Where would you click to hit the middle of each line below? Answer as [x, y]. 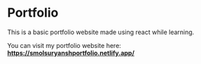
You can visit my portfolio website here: [64, 45]
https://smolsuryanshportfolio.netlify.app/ [71, 53]
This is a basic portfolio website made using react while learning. [101, 32]
